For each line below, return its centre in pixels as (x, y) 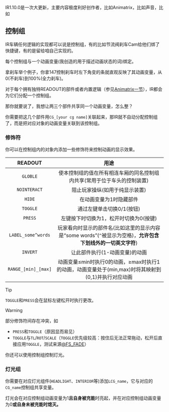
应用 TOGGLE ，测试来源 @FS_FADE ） (53, 344)
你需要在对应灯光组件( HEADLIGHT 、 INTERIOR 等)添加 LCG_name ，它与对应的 (79, 381)
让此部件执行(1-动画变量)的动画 (109, 252)
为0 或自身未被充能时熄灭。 (33, 404)
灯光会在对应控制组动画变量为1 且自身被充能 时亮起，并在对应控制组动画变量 (83, 398)
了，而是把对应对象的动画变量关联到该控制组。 (54, 123)
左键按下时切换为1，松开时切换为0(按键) (109, 219)
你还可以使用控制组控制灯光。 (36, 355)
